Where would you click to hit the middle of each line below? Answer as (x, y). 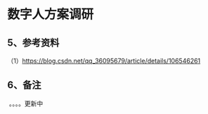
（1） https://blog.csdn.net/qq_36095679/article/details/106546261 (104, 61)
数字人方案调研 (51, 14)
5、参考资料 (33, 43)
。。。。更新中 (26, 103)
